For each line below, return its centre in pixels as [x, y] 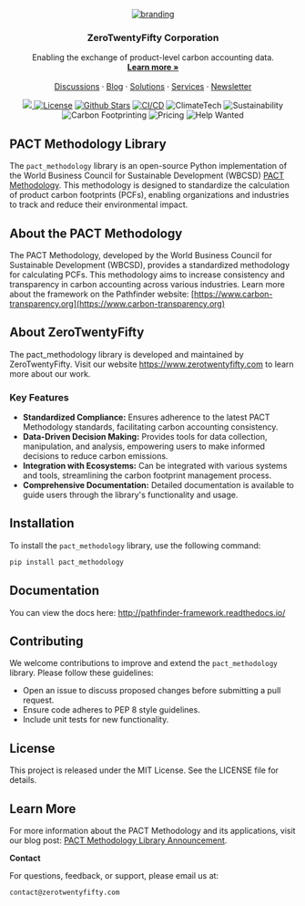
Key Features [40, 397]
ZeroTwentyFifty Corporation [153, 37]
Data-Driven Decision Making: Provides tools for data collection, [145, 437]
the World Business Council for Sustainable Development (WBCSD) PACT [147, 176]
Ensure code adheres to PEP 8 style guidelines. [111, 710]
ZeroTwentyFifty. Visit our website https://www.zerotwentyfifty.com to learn [152, 364]
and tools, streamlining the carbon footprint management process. [147, 475]
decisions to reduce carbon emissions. [95, 456]
